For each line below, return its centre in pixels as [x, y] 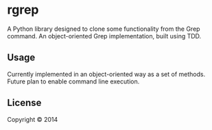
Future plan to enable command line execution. [73, 81]
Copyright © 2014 [33, 119]
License [24, 103]
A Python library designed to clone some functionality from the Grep [104, 29]
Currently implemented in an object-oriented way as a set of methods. [106, 74]
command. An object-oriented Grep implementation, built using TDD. [104, 36]
